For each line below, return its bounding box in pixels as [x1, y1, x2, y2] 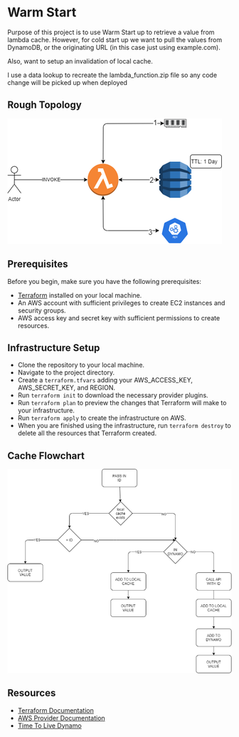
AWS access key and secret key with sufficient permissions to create [17, 313, 221, 322]
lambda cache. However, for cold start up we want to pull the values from [7, 35, 223, 44]
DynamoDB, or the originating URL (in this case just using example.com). [7, 43, 221, 51]
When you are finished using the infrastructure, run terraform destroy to [17, 422, 231, 430]
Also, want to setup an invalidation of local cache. [7, 56, 153, 65]
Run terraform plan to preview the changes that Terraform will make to [17, 399, 227, 407]
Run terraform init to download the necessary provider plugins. [17, 391, 208, 400]
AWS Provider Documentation [17, 713, 105, 722]
